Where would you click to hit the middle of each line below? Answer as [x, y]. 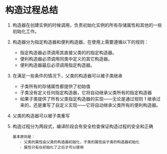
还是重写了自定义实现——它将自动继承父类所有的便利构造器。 [97, 105]
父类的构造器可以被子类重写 [41, 115]
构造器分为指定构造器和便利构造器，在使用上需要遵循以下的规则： [80, 42]
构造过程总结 [32, 10]
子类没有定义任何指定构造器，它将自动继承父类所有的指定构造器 [86, 92]
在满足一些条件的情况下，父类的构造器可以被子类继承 [67, 75]
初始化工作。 [26, 31]
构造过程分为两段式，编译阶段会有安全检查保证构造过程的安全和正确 [83, 126]
